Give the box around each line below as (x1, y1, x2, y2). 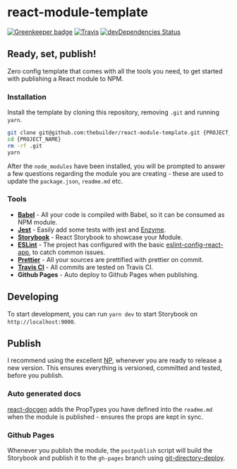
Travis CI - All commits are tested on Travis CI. (17, 263, 154, 271)
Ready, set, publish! (7, 48, 97, 60)
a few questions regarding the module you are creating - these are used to (7, 169, 224, 177)
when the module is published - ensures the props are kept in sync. (7, 412, 203, 421)
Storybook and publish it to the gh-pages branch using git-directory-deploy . (7, 453, 226, 463)
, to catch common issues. (28, 248, 106, 256)
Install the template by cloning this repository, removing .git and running (7, 108, 220, 117)
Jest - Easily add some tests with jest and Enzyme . (17, 225, 166, 234)
